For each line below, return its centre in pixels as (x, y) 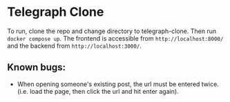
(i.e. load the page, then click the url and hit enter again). (98, 91)
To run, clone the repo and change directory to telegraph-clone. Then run (112, 31)
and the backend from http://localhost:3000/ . (74, 45)
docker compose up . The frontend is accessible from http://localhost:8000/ (115, 38)
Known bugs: (37, 67)
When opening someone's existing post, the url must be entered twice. (118, 84)
